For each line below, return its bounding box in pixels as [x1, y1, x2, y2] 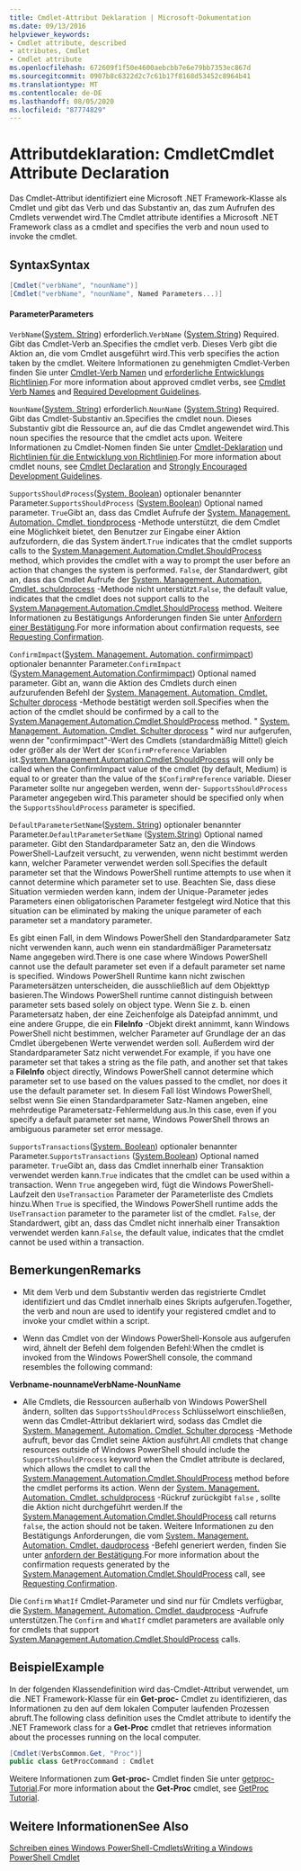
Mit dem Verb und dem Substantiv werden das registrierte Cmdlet [22, 1286, 267, 1297]
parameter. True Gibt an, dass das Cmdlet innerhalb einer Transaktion [9, 1160, 264, 1171]
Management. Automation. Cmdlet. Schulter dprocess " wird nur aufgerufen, [9, 725, 292, 736]
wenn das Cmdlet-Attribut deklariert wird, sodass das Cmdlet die [22, 1415, 263, 1426]
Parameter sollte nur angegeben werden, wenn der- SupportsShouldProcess [9, 782, 288, 793]
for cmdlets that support [9, 1624, 100, 1634]
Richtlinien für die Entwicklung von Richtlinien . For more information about [9, 451, 281, 462]
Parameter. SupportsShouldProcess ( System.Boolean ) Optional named [9, 497, 263, 508]
